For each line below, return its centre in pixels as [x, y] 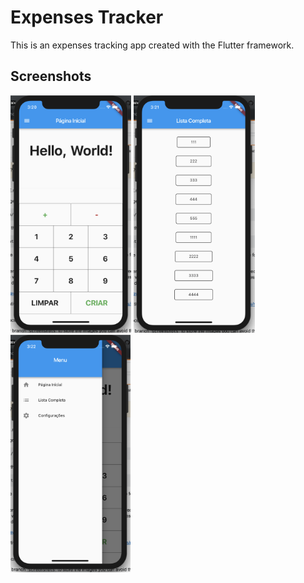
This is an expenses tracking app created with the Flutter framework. [152, 45]
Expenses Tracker [87, 17]
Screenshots [51, 76]
